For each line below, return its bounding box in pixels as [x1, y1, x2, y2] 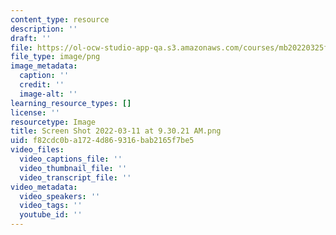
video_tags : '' [19, 201, 83, 211]
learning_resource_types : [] [10, 98, 132, 108]
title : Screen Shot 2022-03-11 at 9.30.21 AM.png [10, 126, 222, 136]
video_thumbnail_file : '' [19, 163, 128, 173]
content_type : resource [10, 14, 110, 25]
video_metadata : [10, 182, 78, 192]
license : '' [10, 107, 60, 118]
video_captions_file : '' [19, 154, 123, 164]
